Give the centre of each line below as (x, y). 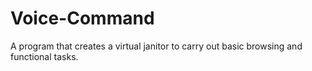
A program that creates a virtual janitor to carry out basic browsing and (156, 46)
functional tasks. (44, 56)
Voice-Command (82, 18)
